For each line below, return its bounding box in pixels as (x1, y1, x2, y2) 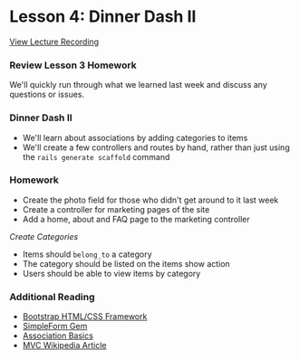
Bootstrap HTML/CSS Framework (22, 311, 148, 322)
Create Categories (9, 231, 79, 241)
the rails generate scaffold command (22, 151, 170, 162)
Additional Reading (9, 290, 95, 303)
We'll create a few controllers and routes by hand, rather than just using (22, 142, 290, 153)
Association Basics (22, 330, 93, 341)
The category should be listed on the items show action (22, 258, 231, 269)
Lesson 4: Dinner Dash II (9, 6, 197, 27)
